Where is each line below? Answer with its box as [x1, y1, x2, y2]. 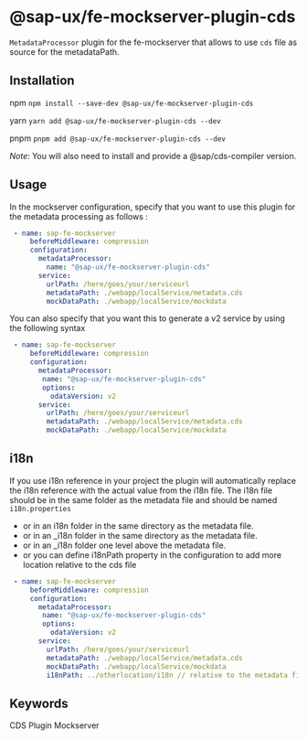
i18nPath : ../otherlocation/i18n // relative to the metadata [46, 670, 288, 680]
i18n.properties [9, 504, 71, 513]
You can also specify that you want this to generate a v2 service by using [9, 313, 286, 324]
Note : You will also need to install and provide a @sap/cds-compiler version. [9, 150, 297, 161]
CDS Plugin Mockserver [9, 720, 100, 731]
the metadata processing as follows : [9, 210, 148, 221]
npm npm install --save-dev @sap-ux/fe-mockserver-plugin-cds [9, 97, 254, 108]
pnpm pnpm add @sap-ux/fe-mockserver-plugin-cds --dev [9, 133, 227, 144]
